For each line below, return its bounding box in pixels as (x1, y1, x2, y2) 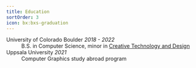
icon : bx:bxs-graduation (6, 20, 69, 26)
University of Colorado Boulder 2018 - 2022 (6, 36, 115, 44)
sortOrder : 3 (6, 14, 39, 20)
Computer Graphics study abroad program (21, 55, 127, 63)
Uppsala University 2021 (6, 49, 67, 56)
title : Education (6, 8, 50, 15)
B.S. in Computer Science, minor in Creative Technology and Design (21, 42, 191, 50)
